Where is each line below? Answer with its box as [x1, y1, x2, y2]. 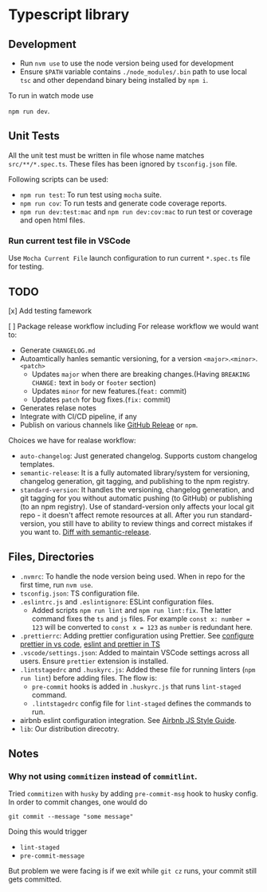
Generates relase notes [19, 403, 97, 412]
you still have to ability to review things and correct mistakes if [48, 518, 253, 528]
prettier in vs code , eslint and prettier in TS [19, 639, 161, 649]
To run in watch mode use [8, 91, 94, 100]
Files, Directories [8, 550, 95, 564]
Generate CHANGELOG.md [19, 345, 96, 355]
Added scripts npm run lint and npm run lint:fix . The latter [31, 605, 232, 615]
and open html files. [19, 215, 85, 225]
